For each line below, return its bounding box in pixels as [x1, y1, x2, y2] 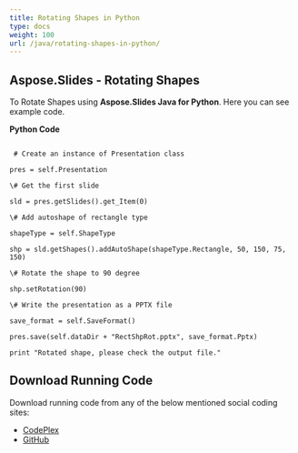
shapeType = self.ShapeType [9, 229, 116, 238]
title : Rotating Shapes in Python [9, 13, 141, 23]
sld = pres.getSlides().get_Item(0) [9, 197, 148, 206]
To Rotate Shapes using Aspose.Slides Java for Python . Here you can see [9, 96, 290, 107]
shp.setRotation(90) [9, 285, 88, 294]
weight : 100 [9, 30, 55, 39]
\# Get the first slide [9, 181, 100, 191]
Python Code [9, 124, 61, 135]
